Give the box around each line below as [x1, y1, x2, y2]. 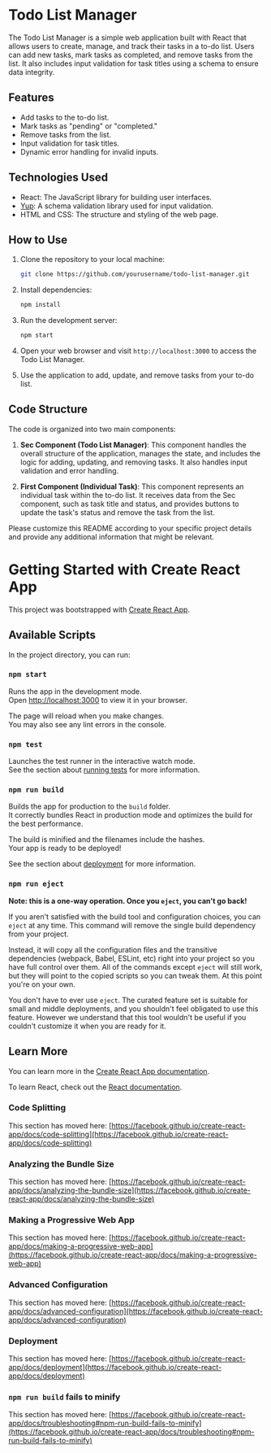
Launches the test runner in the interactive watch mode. [8, 757, 196, 766]
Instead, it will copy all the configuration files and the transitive [8, 945, 217, 954]
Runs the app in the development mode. [8, 686, 142, 696]
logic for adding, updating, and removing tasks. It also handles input [19, 457, 247, 467]
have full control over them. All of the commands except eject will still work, [8, 962, 263, 971]
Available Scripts [8, 628, 96, 642]
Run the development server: [19, 316, 118, 325]
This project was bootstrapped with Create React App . [8, 604, 191, 614]
